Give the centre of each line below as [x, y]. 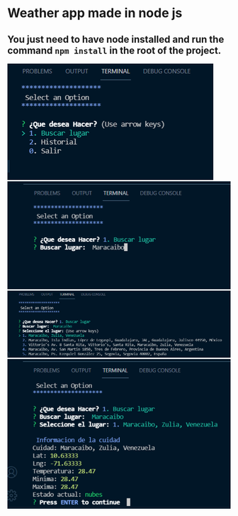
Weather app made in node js [95, 13]
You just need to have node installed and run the [116, 39]
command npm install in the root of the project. [114, 50]
